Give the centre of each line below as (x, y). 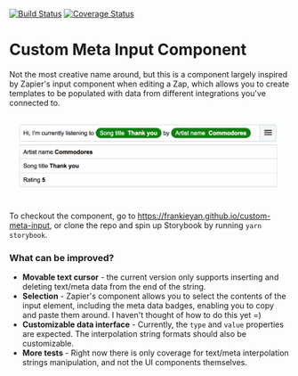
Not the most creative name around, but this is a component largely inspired (149, 74)
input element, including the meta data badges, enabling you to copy (148, 306)
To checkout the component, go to (72, 216)
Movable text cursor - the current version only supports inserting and (150, 277)
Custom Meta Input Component (128, 50)
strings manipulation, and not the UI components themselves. (134, 363)
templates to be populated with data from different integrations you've (138, 93)
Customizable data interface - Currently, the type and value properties (153, 324)
